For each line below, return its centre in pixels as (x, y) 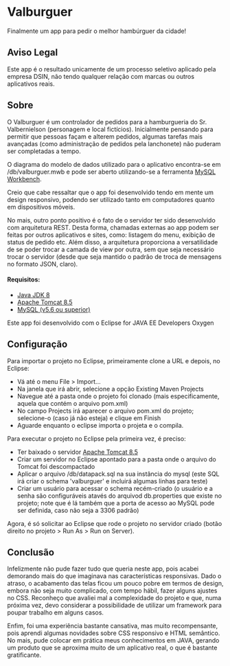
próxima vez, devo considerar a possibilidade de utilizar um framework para (114, 606)
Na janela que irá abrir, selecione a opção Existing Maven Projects (111, 389)
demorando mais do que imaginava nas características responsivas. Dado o (114, 576)
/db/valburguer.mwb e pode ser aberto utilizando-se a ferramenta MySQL (112, 172)
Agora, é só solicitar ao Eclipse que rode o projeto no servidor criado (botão (115, 523)
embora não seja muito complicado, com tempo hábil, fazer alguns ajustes (112, 590)
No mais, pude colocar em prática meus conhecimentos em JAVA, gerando (113, 641)
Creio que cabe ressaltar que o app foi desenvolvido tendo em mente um (111, 192)
